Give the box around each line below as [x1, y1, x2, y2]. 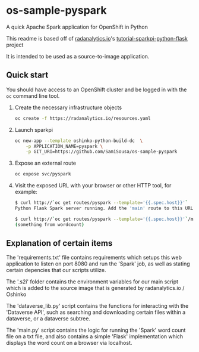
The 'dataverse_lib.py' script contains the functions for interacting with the [6, 302, 189, 310]
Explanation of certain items [6, 238, 113, 248]
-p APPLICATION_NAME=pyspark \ [26, 143, 103, 149]
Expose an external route [14, 159, 77, 167]
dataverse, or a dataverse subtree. [6, 315, 91, 322]
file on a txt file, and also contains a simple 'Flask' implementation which [6, 333, 184, 340]
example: [14, 189, 37, 196]
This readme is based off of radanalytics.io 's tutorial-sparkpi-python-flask [6, 35, 188, 42]
